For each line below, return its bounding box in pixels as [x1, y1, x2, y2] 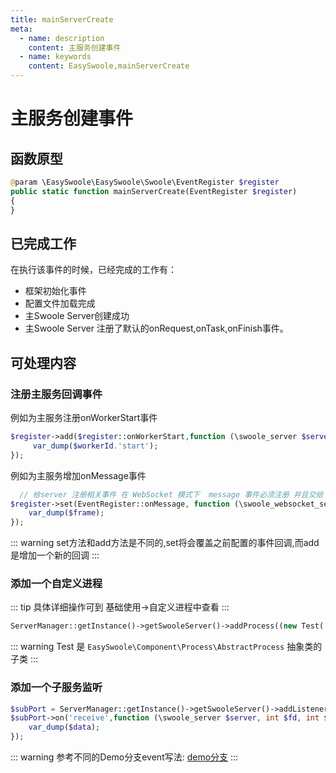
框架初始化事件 [24, 285, 87, 297]
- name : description [19, 33, 105, 43]
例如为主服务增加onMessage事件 [10, 469, 147, 481]
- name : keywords [19, 52, 92, 62]
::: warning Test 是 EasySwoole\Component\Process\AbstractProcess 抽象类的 [10, 641, 323, 653]
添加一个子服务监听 [10, 681, 103, 695]
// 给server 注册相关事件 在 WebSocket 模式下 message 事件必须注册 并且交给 [19, 489, 324, 500]
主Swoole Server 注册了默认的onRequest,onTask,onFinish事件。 [24, 322, 289, 335]
